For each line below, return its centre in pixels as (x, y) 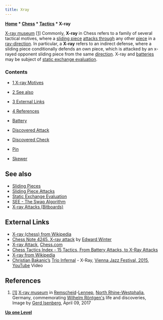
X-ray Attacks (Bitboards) (38, 207)
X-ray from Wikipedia (33, 255)
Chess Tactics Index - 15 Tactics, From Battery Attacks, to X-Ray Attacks (85, 250)
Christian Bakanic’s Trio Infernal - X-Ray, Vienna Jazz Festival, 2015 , (81, 260)
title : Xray (17, 10)
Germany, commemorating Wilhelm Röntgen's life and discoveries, (79, 298)
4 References (26, 111)
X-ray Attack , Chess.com (37, 244)
